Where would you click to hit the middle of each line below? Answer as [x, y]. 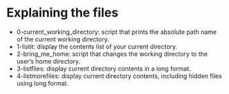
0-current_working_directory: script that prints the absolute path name [117, 32]
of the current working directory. [63, 39]
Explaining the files [62, 13]
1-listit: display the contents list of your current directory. [97, 46]
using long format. [42, 83]
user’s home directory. [48, 61]
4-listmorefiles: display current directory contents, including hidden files [119, 76]
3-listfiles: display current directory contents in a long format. [103, 68]
